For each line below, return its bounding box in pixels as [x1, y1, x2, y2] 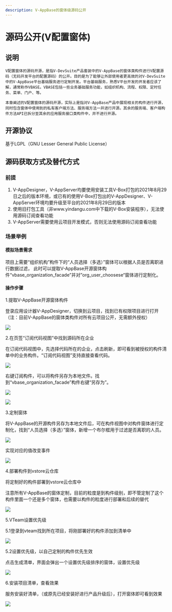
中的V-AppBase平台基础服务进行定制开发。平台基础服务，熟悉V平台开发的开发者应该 [5, 79, 158, 84]
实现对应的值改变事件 [5, 447, 50, 454]
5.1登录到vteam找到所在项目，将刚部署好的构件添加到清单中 [5, 528, 132, 534]
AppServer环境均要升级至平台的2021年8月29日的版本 [12, 200, 126, 206]
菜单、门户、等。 [12, 90, 44, 95]
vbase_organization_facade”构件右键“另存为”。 [12, 379, 112, 386]
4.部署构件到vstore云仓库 [5, 468, 59, 474]
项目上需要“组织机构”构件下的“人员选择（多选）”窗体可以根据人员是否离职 [5, 259, 159, 265]
